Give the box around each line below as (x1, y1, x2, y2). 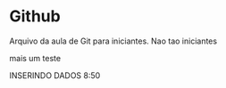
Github (9, 6, 61, 27)
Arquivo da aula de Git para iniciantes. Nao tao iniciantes (9, 36, 217, 46)
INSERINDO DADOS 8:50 (9, 69, 101, 81)
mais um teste (9, 52, 61, 63)
